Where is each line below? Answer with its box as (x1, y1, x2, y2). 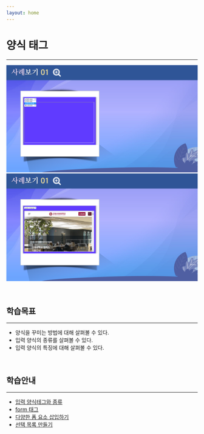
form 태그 (15, 406, 39, 413)
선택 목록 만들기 (15, 421, 53, 429)
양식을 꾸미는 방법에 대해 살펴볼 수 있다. (15, 329, 109, 336)
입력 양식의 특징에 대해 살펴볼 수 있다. (15, 344, 104, 352)
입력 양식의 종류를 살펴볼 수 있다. (15, 336, 93, 344)
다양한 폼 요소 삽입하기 (15, 413, 69, 421)
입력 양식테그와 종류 (15, 398, 63, 406)
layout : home (6, 10, 39, 16)
